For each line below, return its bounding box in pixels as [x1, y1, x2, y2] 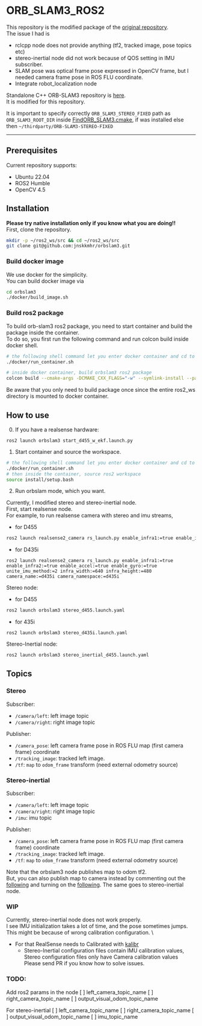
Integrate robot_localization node [14, 79, 97, 87]
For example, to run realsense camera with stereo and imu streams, [6, 512, 173, 519]
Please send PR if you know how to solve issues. [23, 960, 145, 967]
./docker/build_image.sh [6, 294, 69, 301]
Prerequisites [6, 146, 58, 156]
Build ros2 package [6, 309, 64, 317]
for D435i [14, 546, 39, 554]
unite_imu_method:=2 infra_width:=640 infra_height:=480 [6, 568, 152, 575]
